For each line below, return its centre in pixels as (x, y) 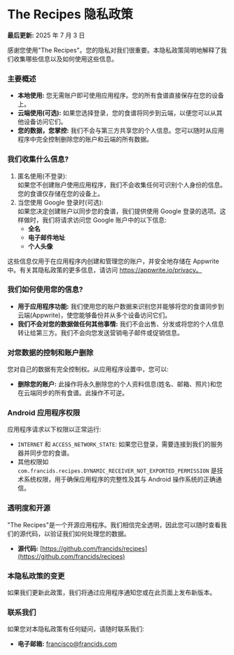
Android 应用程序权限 (44, 413)
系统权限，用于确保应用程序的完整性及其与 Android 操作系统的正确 (119, 479)
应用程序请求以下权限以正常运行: (54, 430)
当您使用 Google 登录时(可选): (60, 202)
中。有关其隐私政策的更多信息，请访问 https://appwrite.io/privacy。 (105, 270)
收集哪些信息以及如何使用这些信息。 (65, 59)
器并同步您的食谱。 (45, 453)
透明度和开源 (29, 508)
